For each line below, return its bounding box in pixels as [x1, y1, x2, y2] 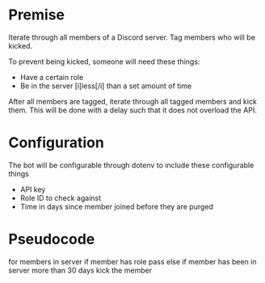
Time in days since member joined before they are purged [19, 201, 214, 211]
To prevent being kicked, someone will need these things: [8, 57, 200, 66]
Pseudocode [8, 230, 95, 248]
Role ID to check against [19, 192, 102, 203]
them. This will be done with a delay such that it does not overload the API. [8, 105, 257, 115]
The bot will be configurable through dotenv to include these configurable [8, 160, 254, 170]
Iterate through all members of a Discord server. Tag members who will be [8, 32, 256, 42]
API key [19, 184, 46, 194]
